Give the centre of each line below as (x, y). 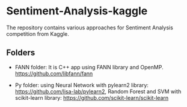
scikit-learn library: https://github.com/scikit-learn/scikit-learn (92, 97)
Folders (21, 53)
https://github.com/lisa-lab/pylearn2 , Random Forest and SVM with (98, 91)
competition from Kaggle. (38, 33)
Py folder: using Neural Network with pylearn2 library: (82, 85)
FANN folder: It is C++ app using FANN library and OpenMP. (89, 67)
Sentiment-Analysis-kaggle (77, 11)
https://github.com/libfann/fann (54, 74)
